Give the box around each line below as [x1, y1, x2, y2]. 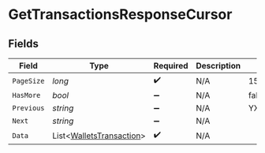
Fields [8, 37, 39, 50]
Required [153, 61, 188, 71]
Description [196, 61, 241, 71]
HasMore [12, 91, 41, 99]
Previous [12, 104, 45, 112]
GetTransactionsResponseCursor [8, 6, 233, 24]
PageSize [12, 76, 45, 85]
